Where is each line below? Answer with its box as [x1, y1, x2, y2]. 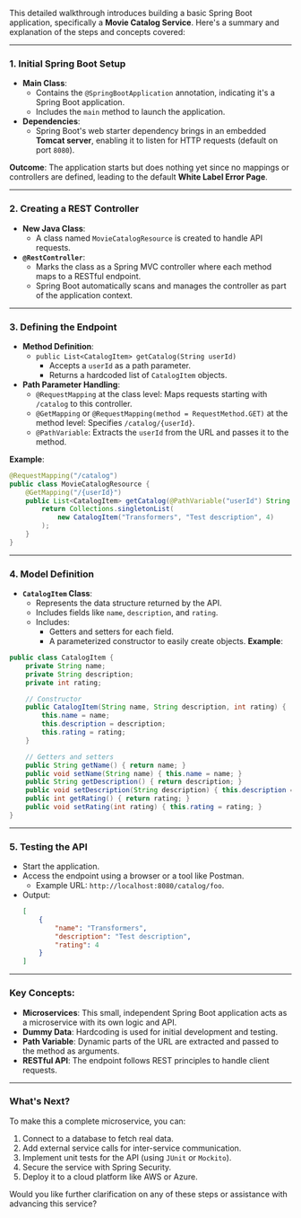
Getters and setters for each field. [48, 626, 175, 637]
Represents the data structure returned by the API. [35, 597, 222, 609]
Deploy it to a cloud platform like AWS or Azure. [21, 1171, 199, 1182]
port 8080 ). [35, 145, 75, 155]
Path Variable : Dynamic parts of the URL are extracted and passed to [21, 1036, 279, 1046]
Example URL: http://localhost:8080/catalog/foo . [35, 880, 225, 891]
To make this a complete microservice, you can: [9, 1116, 186, 1126]
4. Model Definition [9, 568, 94, 580]
